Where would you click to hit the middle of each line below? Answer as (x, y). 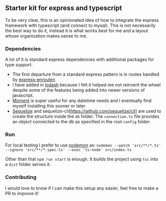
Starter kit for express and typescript (64, 8)
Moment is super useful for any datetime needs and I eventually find (82, 100)
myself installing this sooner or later (49, 106)
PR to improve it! (22, 193)
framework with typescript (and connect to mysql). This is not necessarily (81, 25)
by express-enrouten (34, 80)
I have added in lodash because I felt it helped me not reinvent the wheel (86, 85)
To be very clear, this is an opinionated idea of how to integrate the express (82, 20)
